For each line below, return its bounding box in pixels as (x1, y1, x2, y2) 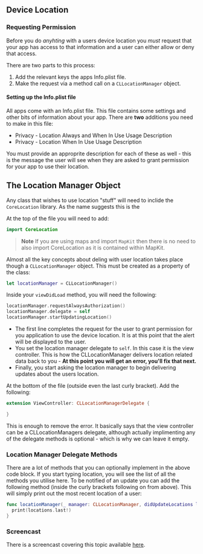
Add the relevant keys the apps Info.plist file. (14, 73, 126, 81)
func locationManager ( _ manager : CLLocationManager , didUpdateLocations (6, 502, 193, 508)
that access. (6, 50, 37, 57)
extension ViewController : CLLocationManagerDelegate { (6, 400, 150, 407)
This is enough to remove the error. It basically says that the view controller (6, 422, 194, 430)
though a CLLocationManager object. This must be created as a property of (6, 262, 190, 269)
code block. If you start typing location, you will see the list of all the (6, 470, 176, 478)
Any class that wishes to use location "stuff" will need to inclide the (6, 197, 174, 204)
